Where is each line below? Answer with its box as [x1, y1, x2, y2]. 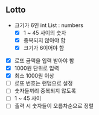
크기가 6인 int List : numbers [14, 21, 84, 29]
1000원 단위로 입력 [14, 64, 60, 72]
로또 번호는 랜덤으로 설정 [14, 79, 73, 87]
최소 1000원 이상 [14, 72, 55, 79]
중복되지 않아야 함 [23, 36, 66, 44]
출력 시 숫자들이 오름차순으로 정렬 [14, 102, 94, 110]
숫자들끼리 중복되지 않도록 [14, 87, 77, 95]
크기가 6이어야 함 [23, 44, 65, 51]
